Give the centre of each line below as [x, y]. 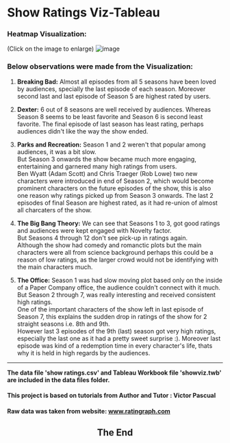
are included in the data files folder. [59, 380]
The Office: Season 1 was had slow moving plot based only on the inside [119, 280]
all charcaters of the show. [54, 210]
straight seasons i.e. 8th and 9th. [64, 324]
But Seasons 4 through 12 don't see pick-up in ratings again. [102, 238]
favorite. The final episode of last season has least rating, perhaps [110, 124]
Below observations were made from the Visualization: [100, 66]
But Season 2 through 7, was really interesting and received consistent [116, 294]
